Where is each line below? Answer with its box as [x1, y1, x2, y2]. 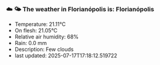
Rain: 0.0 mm [14, 40, 47, 47]
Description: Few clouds [14, 46, 74, 53]
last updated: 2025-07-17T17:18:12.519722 [14, 52, 117, 59]
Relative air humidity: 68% [14, 33, 79, 40]
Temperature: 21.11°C [14, 21, 66, 28]
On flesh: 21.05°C [14, 27, 58, 34]
